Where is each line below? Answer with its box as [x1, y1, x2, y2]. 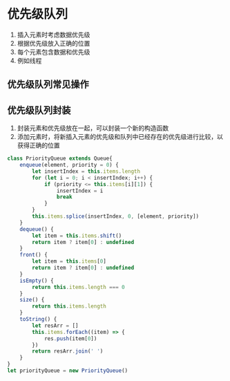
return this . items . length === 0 [32, 284, 126, 290]
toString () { [19, 316, 57, 323]
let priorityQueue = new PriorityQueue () [7, 367, 128, 374]
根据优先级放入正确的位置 [17, 39, 90, 47]
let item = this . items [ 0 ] [32, 258, 107, 265]
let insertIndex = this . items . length [32, 167, 140, 175]
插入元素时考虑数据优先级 [17, 30, 90, 39]
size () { [19, 297, 45, 304]
